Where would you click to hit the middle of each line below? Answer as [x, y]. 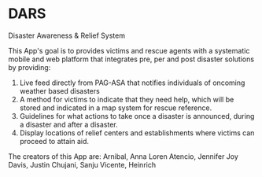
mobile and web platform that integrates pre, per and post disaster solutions [131, 59]
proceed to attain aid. [54, 141]
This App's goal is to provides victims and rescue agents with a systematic [129, 50]
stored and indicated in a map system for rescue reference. [116, 108]
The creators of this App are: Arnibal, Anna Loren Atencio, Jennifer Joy [123, 156]
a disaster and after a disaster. [68, 124]
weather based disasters [59, 90]
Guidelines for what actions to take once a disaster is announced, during [137, 116]
